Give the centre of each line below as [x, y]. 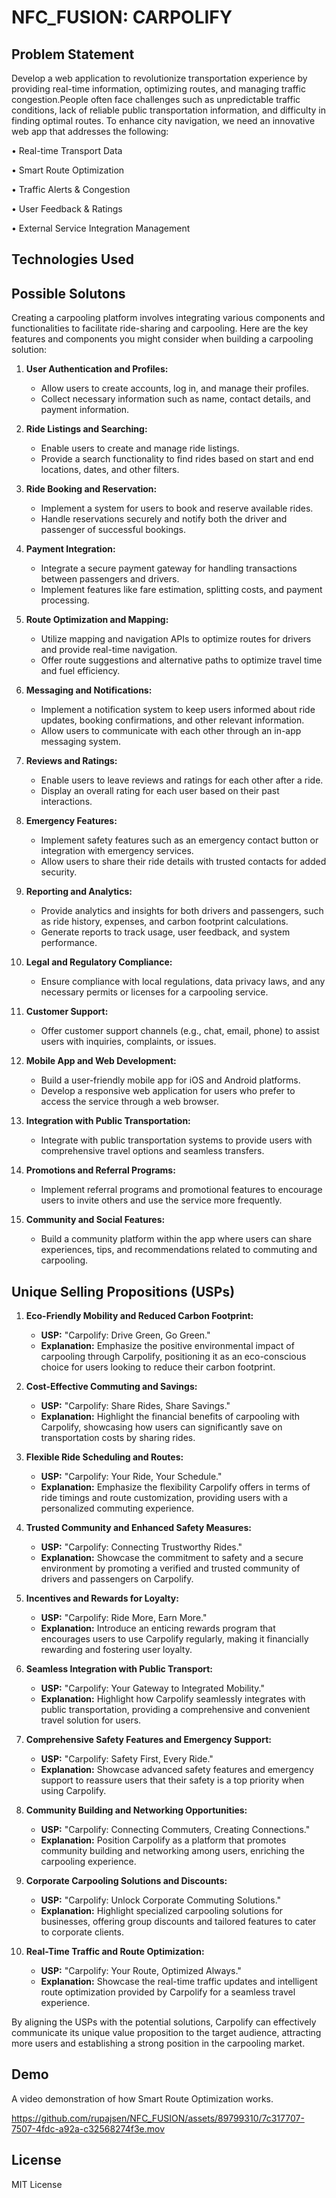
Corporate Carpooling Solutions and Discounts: [126, 1881]
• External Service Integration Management [101, 228]
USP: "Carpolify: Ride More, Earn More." [124, 1618]
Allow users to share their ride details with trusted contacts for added [183, 862]
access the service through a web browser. [129, 1102]
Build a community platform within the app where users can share [176, 1239]
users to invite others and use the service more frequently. [161, 1200]
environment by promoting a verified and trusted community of [170, 1568]
